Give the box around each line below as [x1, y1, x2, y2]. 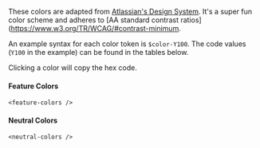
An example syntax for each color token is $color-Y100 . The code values [8, 39, 246, 49]
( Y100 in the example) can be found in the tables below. [8, 48, 189, 56]
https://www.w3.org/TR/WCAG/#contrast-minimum [10, 24, 179, 33]
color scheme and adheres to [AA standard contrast [8, 15, 179, 25]
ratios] [180, 15, 202, 25]
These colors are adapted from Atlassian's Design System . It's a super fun [8, 7, 253, 16]
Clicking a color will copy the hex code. [8, 63, 137, 72]
